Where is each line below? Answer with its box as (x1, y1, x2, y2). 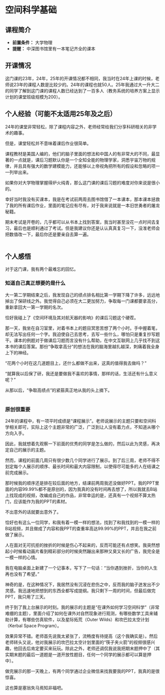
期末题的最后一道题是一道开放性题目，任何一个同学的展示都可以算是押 (9, 652, 151, 658)
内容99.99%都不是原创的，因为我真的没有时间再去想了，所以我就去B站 (13, 486, 158, 492)
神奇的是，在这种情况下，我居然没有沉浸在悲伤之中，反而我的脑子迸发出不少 (5, 581, 160, 588)
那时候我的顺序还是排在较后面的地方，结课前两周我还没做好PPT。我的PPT (5, 480, 155, 486)
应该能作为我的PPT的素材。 (13, 499, 70, 505)
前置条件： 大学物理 (12, 40, 53, 45)
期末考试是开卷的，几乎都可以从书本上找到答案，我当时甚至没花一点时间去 (5, 219, 156, 225)
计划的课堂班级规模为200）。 (5, 94, 63, 100)
